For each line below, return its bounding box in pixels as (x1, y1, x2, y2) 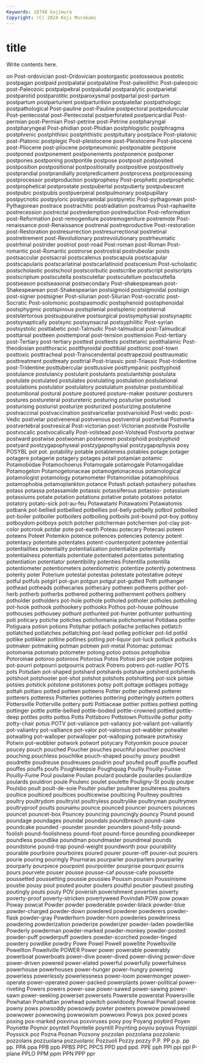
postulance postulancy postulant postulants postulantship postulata (6, 370, 176, 378)
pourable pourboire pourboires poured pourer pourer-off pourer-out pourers (6, 849, 198, 856)
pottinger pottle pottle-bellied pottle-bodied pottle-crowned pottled (6, 707, 175, 715)
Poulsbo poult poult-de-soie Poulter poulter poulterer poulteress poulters (6, 785, 190, 792)
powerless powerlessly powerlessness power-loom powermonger (6, 972, 172, 980)
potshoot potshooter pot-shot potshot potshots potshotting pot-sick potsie (6, 674, 194, 682)
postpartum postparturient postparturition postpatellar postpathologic (6, 99, 181, 106)
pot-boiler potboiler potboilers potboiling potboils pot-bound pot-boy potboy (6, 513, 199, 520)
